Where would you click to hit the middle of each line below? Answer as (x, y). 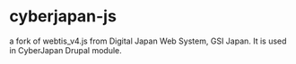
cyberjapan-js (63, 16)
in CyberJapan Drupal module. (66, 50)
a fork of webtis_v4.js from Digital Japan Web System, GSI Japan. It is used (148, 41)
